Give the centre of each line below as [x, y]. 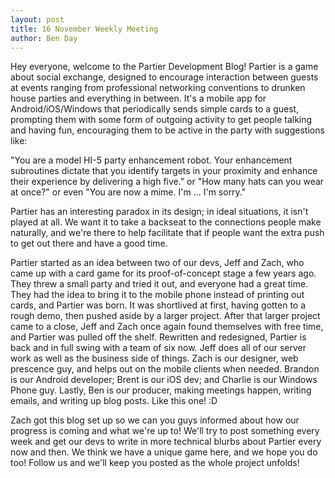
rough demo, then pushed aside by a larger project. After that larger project [165, 316]
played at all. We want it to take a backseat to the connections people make [166, 222]
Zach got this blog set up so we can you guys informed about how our [155, 420]
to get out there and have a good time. [89, 243]
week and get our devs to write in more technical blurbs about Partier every [166, 442]
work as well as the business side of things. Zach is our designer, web [154, 358]
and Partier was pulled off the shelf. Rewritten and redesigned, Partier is [158, 337]
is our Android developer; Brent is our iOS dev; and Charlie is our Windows [164, 380]
